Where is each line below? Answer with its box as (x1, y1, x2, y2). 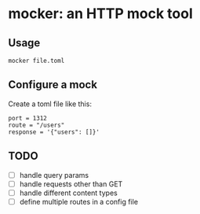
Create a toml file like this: (8, 99, 93, 109)
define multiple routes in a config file (19, 197, 139, 206)
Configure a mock (8, 78, 98, 91)
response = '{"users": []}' (8, 127, 100, 136)
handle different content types (19, 188, 118, 197)
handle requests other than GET (19, 179, 123, 189)
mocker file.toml (8, 57, 65, 65)
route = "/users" (8, 121, 65, 129)
